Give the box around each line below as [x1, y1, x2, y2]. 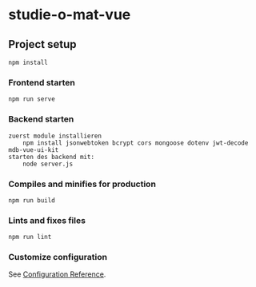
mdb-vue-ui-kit [8, 145, 59, 153]
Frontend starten [8, 77, 76, 88]
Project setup [8, 38, 78, 51]
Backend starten [8, 114, 74, 125]
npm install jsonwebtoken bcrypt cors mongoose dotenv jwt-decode [22, 138, 249, 147]
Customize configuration [8, 252, 108, 263]
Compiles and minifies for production [8, 178, 156, 189]
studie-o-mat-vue [8, 6, 131, 24]
